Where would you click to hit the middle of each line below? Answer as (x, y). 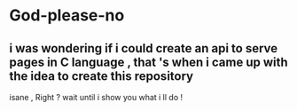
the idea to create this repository (101, 76)
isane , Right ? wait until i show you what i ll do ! (96, 97)
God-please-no (67, 16)
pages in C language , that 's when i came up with (148, 62)
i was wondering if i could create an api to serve (144, 48)
